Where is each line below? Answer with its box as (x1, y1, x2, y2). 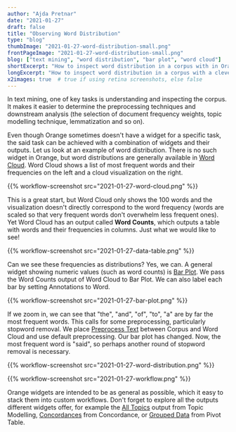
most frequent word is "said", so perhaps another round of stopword (7, 340, 206, 348)
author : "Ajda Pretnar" (7, 10, 77, 18)
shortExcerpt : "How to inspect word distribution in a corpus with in (7, 63, 218, 70)
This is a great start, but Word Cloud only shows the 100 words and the (7, 196, 213, 204)
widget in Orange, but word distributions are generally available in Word (7, 153, 215, 162)
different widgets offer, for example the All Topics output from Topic (7, 403, 204, 412)
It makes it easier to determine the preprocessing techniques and (7, 103, 196, 111)
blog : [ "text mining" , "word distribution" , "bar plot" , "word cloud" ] (7, 56, 221, 63)
